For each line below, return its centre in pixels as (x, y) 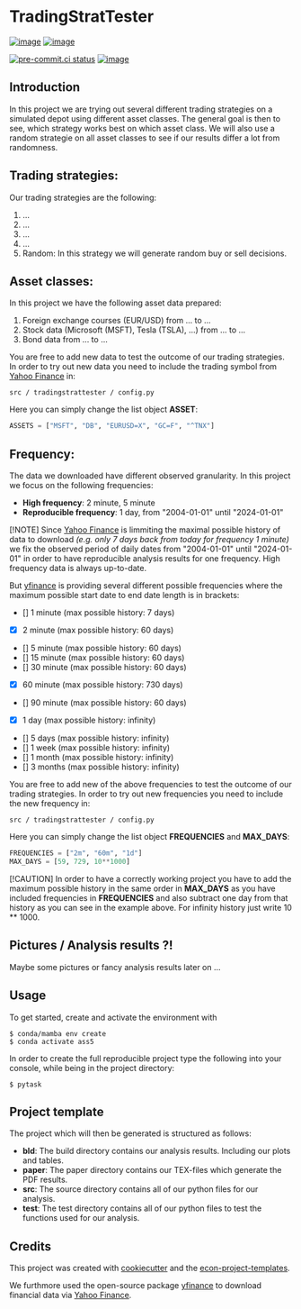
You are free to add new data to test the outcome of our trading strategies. (147, 357)
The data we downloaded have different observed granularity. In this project (150, 476)
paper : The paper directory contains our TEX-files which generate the (152, 1170)
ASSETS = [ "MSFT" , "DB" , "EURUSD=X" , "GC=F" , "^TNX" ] (112, 426)
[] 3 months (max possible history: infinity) (101, 767)
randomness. (34, 147)
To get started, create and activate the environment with (113, 1017)
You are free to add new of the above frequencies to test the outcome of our (150, 785)
